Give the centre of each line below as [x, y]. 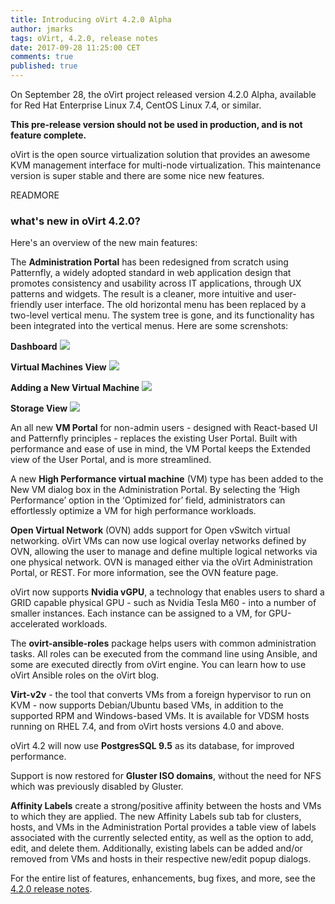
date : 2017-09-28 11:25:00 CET [75, 47]
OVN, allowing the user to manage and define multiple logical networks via [164, 552]
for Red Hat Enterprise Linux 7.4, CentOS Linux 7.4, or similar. [136, 105]
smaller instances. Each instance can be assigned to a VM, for [138, 613]
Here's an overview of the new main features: [104, 243]
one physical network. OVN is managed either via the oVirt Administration [161, 562]
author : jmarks [42, 29]
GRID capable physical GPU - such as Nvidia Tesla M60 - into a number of [163, 603]
